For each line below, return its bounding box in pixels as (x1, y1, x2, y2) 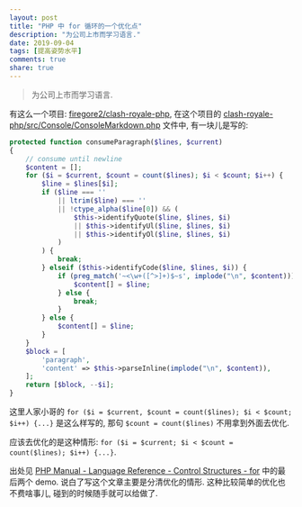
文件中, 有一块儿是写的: (162, 119, 249, 131)
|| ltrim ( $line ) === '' (57, 196, 147, 205)
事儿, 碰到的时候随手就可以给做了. (32, 488, 159, 498)
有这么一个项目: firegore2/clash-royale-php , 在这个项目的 (9, 108, 222, 119)
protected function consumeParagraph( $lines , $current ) (9, 137, 223, 147)
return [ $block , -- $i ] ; (25, 380, 115, 390)
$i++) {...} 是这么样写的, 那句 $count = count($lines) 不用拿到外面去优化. (9, 418, 290, 428)
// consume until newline (25, 154, 123, 163)
